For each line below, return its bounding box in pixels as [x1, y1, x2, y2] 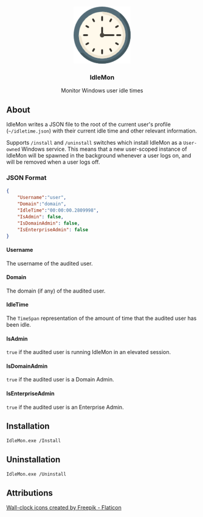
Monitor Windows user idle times [61, 87, 143, 94]
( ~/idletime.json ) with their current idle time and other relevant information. [6, 127, 198, 134]
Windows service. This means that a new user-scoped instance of [21, 145, 187, 153]
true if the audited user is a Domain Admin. [6, 376, 114, 383]
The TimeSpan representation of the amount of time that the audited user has [6, 314, 197, 322]
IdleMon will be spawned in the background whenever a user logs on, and [6, 152, 191, 159]
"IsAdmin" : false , [17, 213, 64, 220]
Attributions [6, 488, 53, 498]
